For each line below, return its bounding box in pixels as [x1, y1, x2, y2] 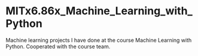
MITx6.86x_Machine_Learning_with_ [5, 4, 193, 18]
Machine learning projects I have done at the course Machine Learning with [5, 36, 192, 43]
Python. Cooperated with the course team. [5, 43, 111, 50]
